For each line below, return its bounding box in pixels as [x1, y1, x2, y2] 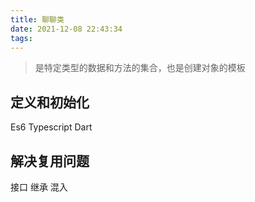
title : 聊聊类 [10, 14, 65, 25]
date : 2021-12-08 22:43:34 [10, 24, 123, 34]
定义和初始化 [10, 94, 90, 111]
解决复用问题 [10, 152, 90, 170]
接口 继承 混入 [10, 181, 68, 193]
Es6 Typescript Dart [10, 121, 93, 133]
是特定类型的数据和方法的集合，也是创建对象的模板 [34, 62, 246, 74]
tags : [10, 33, 33, 43]
